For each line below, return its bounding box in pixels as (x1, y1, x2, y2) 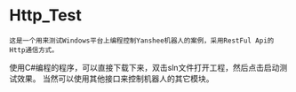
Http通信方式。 (9, 45, 60, 54)
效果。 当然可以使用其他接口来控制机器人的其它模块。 (16, 73, 214, 84)
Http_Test (9, 5, 83, 26)
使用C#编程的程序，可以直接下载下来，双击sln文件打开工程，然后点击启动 (9, 62, 280, 73)
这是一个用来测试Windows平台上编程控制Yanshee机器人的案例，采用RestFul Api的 (9, 36, 275, 45)
